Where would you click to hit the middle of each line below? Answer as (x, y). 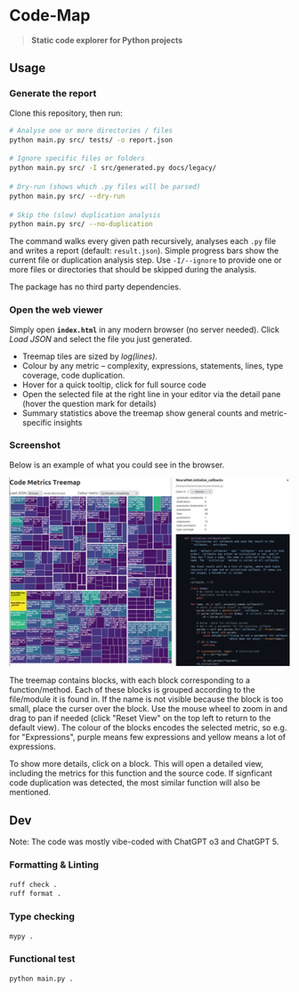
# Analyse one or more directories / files (91, 130)
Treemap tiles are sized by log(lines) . (90, 356)
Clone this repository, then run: (66, 113)
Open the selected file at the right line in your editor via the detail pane (151, 394)
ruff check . (33, 884)
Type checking (42, 916)
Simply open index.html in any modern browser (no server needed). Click (145, 329)
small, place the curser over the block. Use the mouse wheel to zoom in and (148, 709)
